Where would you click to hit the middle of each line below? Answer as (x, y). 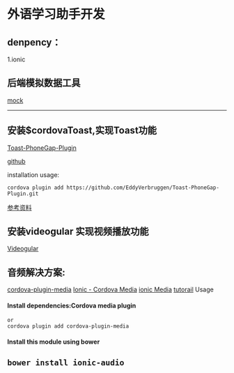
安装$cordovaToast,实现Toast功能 (82, 131)
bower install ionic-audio (66, 363)
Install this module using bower (54, 342)
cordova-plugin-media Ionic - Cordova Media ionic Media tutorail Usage (110, 289)
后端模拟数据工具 (44, 83)
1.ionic (16, 59)
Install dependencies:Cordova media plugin (72, 305)
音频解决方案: (37, 272)
